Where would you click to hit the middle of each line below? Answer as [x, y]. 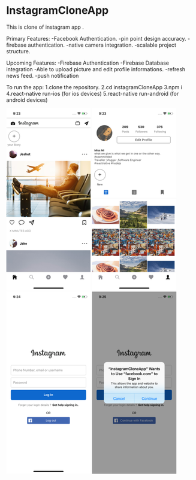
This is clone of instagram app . [45, 27]
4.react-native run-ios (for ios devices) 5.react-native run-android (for [93, 93]
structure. [18, 51]
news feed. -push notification [43, 75]
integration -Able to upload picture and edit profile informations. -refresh [96, 69]
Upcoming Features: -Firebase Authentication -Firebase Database [88, 63]
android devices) [27, 100]
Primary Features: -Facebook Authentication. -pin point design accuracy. [96, 38]
